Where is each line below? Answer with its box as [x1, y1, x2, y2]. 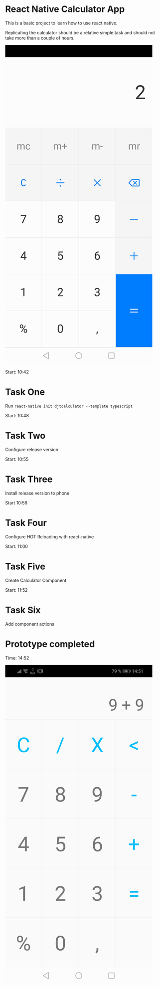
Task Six [5, 604, 41, 616]
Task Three [5, 474, 53, 485]
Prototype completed [5, 638, 95, 650]
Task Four [5, 517, 47, 528]
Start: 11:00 [5, 543, 28, 549]
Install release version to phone [5, 490, 70, 496]
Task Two [5, 430, 46, 442]
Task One [5, 386, 45, 398]
